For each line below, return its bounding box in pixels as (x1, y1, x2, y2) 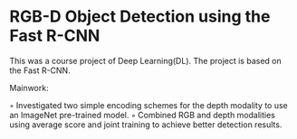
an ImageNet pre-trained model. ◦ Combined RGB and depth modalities (9, 109, 276, 120)
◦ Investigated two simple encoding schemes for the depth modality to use (9, 99, 288, 110)
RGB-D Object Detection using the (9, 6, 271, 27)
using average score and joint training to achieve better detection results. (9, 119, 283, 130)
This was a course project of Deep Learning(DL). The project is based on (9, 55, 283, 66)
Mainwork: (9, 82, 49, 93)
